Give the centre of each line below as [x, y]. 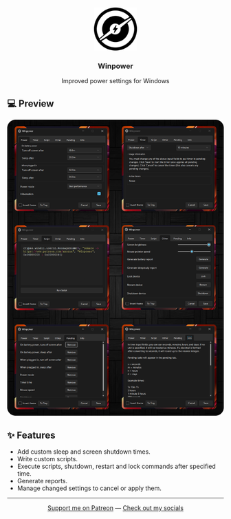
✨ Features [31, 435]
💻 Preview [31, 103]
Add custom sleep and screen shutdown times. [84, 452]
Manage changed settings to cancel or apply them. [89, 488]
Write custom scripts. [47, 459]
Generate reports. [42, 481]
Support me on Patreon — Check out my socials [115, 508]
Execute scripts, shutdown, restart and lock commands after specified [117, 466]
